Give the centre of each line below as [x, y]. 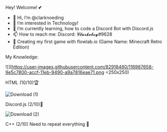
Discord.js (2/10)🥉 [24, 104]
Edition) [21, 47]
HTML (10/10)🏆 [22, 82]
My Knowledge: [22, 57]
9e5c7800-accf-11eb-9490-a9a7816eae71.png [55, 72]
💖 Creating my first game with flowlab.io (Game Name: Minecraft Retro [87, 41]
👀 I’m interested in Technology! [45, 23]
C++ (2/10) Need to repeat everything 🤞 [47, 124]
